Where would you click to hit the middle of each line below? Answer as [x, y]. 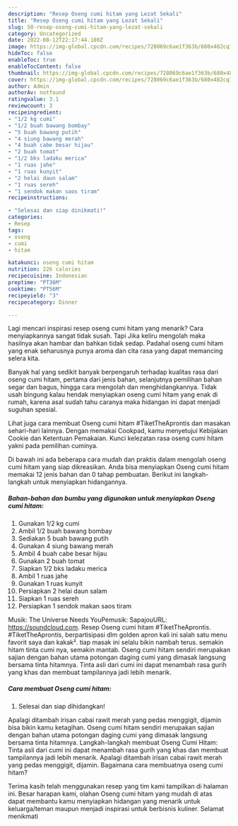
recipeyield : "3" [34, 295]
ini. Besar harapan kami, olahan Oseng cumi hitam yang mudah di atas [110, 794]
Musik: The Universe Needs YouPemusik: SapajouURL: [88, 620]
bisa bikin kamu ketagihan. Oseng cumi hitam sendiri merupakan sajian [111, 728]
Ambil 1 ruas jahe [43, 576]
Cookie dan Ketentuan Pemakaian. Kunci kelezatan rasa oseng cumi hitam [116, 438]
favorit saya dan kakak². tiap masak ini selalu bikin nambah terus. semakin [116, 642]
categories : [25, 217]
